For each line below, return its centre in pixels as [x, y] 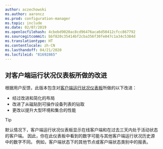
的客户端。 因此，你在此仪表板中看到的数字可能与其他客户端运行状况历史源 [80, 136]
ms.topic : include [24, 23]
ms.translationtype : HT [29, 41]
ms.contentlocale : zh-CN [30, 45]
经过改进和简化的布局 [33, 98]
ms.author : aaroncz [25, 14]
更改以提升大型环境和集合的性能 [44, 110]
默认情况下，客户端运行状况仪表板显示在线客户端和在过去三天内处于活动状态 [81, 130]
